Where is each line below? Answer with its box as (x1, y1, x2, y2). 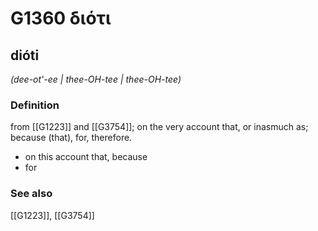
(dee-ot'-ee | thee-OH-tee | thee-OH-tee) (10, 73, 182, 85)
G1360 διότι (10, 7, 112, 30)
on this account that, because (24, 151, 148, 163)
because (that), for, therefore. (10, 132, 133, 144)
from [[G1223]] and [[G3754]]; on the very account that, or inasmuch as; (10, 121, 309, 133)
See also (10, 187, 53, 201)
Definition (10, 98, 60, 112)
